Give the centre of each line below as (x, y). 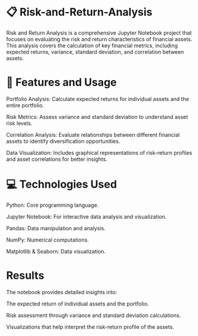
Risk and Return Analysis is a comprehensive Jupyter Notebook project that (99, 33)
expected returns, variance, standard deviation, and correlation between (95, 51)
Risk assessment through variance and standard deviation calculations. (94, 315)
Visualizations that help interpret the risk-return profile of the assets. (90, 326)
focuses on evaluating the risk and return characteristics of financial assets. (99, 39)
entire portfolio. (25, 105)
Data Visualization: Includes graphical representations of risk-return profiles (99, 152)
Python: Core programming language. (52, 205)
